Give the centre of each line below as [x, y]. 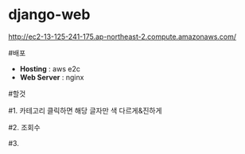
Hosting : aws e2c [50, 68]
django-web [49, 15]
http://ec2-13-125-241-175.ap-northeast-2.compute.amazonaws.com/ [122, 37]
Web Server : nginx [52, 77]
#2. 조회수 [25, 127]
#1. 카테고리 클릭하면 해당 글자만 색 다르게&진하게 [85, 110]
